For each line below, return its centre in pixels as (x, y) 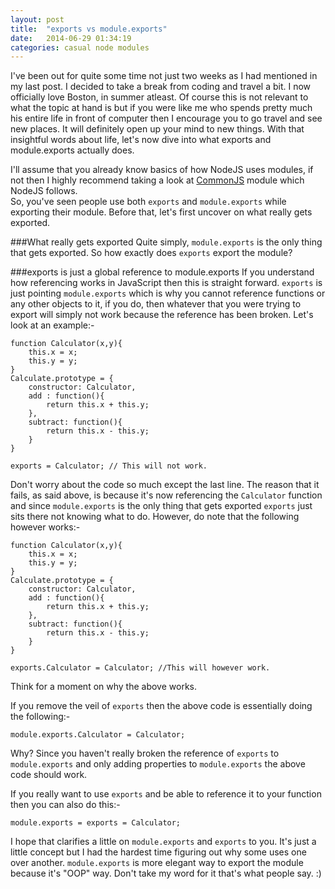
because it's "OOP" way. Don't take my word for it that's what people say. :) (166, 873)
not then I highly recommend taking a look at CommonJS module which (157, 180)
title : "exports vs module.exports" (89, 29)
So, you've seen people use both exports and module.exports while (148, 202)
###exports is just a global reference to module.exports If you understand (162, 272)
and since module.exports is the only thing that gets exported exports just (161, 506)
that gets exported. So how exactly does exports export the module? (151, 253)
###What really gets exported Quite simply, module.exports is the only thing (166, 242)
